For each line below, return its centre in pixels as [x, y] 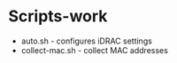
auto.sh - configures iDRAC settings [86, 41]
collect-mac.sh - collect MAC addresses [95, 50]
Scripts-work [58, 16]
